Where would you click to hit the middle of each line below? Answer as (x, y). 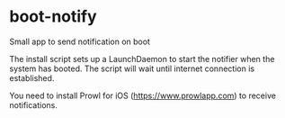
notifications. (34, 104)
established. (32, 77)
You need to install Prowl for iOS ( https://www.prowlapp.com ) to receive (143, 95)
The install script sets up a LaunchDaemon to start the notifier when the (142, 59)
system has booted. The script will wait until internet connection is (132, 68)
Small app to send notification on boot (80, 41)
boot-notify (53, 17)
